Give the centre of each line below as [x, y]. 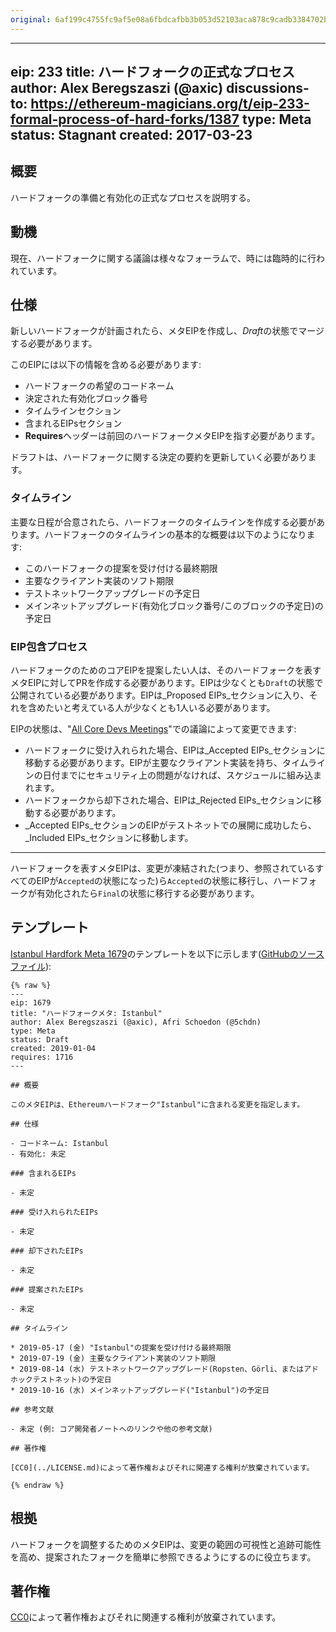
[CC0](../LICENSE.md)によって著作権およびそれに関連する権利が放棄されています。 [162, 1467]
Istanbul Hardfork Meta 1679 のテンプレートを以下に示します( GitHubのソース [167, 953]
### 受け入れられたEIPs [54, 1212]
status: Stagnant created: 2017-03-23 [131, 135]
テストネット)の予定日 [72, 1379]
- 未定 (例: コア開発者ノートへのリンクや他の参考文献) [111, 1429]
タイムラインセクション [73, 411]
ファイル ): [31, 966]
